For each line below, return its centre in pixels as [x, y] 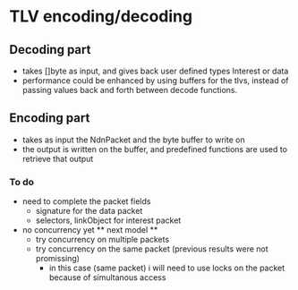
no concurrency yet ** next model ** [90, 230]
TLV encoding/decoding [101, 17]
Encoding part [50, 118]
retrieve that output [58, 158]
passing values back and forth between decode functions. [130, 90]
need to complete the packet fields [86, 201]
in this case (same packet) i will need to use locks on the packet [167, 268]
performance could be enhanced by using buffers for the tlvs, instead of [155, 81]
